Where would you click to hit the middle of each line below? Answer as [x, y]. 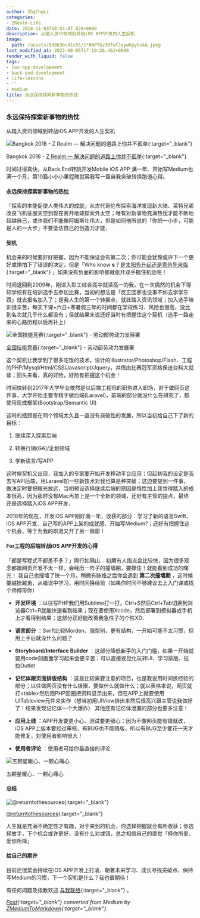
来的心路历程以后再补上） [37, 322]
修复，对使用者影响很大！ [51, 735]
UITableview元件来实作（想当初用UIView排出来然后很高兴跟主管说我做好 [104, 700]
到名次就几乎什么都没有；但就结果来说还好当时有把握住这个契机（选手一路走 [100, 315]
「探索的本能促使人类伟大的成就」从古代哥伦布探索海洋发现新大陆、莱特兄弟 [100, 206]
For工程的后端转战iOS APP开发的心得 [52, 546]
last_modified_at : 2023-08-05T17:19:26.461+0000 [68, 51]
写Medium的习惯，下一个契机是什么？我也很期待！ [68, 877]
